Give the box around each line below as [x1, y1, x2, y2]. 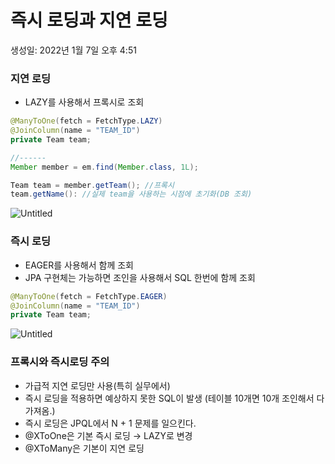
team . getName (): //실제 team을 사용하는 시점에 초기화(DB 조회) [10, 189, 253, 200]
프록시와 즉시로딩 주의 [10, 355, 110, 369]
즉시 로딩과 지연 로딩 [10, 9, 168, 32]
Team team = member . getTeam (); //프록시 [10, 180, 175, 190]
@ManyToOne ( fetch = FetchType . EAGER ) [10, 291, 168, 301]
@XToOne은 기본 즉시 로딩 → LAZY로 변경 [24, 429, 193, 441]
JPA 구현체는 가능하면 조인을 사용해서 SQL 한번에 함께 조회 [24, 271, 256, 283]
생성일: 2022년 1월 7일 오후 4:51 [10, 44, 137, 56]
